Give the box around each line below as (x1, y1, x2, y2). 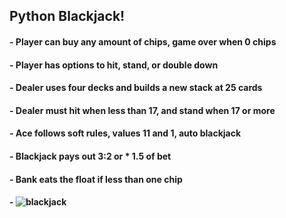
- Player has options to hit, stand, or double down (9, 59, 219, 71)
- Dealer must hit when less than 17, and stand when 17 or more (9, 104, 276, 116)
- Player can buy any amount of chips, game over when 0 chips (9, 35, 277, 48)
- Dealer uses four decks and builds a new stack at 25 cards (9, 82, 263, 94)
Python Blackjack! (9, 8, 126, 25)
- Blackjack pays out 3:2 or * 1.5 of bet (9, 150, 172, 162)
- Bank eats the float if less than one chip (9, 173, 183, 185)
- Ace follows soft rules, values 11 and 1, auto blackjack (9, 127, 242, 139)
